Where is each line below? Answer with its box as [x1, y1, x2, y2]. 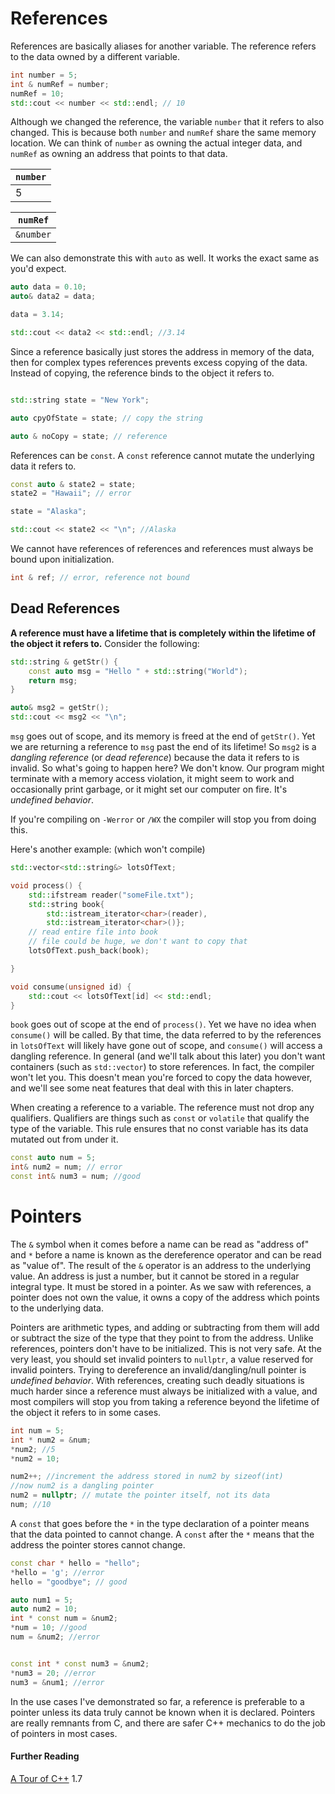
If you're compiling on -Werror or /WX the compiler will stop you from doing [10, 813, 317, 825]
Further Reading [10, 1750, 80, 1762]
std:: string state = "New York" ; [10, 395, 150, 405]
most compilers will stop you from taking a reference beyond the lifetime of [10, 1395, 320, 1407]
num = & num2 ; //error [10, 1632, 101, 1642]
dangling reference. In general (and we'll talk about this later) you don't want [10, 1050, 326, 1062]
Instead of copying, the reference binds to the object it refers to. [10, 367, 275, 379]
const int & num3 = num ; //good [10, 1172, 141, 1182]
